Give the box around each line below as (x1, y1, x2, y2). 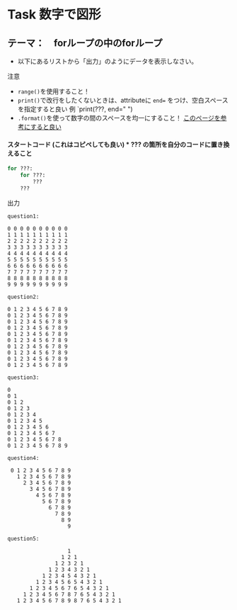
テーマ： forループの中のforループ (7, 37, 163, 49)
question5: (7, 535, 40, 542)
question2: (7, 293, 40, 300)
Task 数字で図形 (7, 6, 101, 23)
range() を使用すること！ (17, 87, 90, 96)
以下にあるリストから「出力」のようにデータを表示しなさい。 (17, 57, 198, 65)
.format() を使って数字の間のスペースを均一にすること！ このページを (17, 114, 221, 122)
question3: (7, 373, 40, 381)
